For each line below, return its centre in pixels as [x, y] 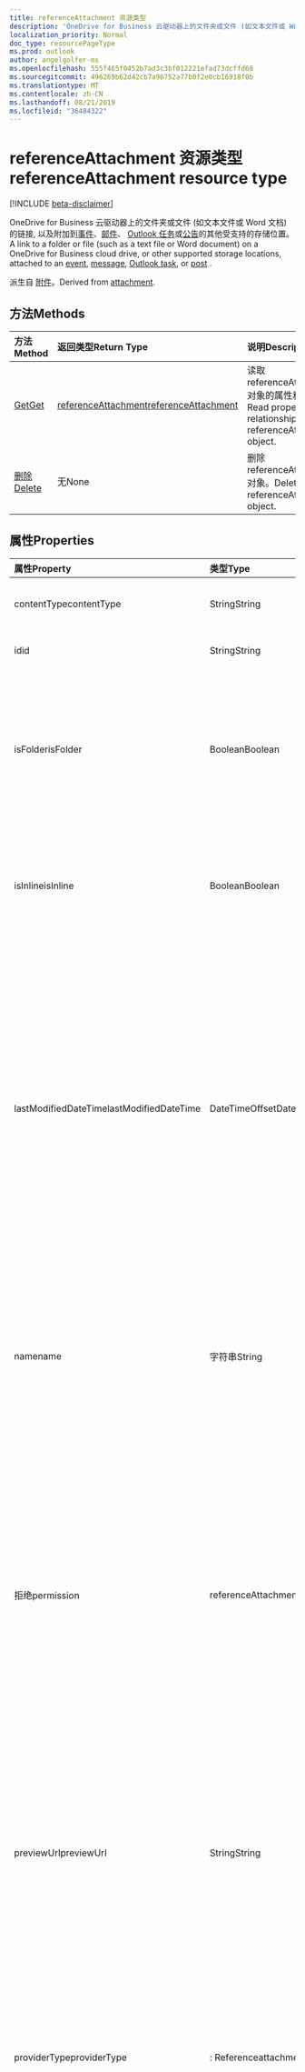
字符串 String [236, 1356]
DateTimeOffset [243, 1108]
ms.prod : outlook [42, 52]
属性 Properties [52, 541]
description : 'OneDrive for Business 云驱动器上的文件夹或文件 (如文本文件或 [148, 26]
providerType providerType [70, 2057]
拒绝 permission [47, 1595]
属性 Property [43, 568]
